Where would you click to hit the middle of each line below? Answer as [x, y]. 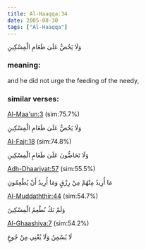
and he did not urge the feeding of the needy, [73, 80]
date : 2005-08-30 [33, 20]
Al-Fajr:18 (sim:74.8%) [39, 141]
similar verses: [33, 99]
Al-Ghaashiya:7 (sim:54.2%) [48, 223]
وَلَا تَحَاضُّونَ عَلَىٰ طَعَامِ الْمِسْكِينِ [48, 155]
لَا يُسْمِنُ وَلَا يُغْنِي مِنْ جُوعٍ [40, 237]
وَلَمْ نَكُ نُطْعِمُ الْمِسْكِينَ [36, 209]
